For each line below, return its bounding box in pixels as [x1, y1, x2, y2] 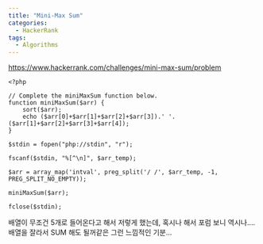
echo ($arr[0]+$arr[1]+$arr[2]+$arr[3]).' [22, 112, 165, 121]
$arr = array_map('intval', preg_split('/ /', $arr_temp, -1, [8, 168, 219, 177]
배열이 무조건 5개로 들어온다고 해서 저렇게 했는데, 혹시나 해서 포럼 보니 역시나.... [8, 218, 256, 227]
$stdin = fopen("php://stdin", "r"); [8, 140, 133, 149]
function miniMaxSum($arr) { [8, 99, 105, 107]
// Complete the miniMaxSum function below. [8, 92, 158, 100]
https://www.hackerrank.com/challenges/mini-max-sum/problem [8, 63, 222, 72]
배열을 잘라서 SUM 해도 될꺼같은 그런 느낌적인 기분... [8, 227, 172, 238]
